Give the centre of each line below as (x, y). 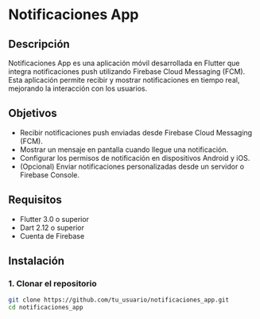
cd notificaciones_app (46, 308)
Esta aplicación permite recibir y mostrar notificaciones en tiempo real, (124, 80)
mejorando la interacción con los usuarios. (78, 88)
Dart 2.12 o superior (52, 228)
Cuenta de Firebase (52, 235)
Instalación (37, 261)
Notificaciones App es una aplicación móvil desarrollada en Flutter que (124, 63)
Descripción (39, 44)
